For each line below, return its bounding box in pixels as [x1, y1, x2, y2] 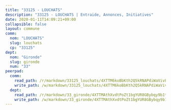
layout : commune [5, 26, 40, 31]
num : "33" [10, 64, 31, 69]
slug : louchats [10, 41, 42, 46]
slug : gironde [10, 59, 40, 64]
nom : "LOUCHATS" [10, 36, 44, 41]
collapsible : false [5, 21, 47, 27]
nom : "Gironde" [10, 54, 42, 60]
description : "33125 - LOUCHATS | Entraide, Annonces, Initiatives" [5, 12, 154, 17]
